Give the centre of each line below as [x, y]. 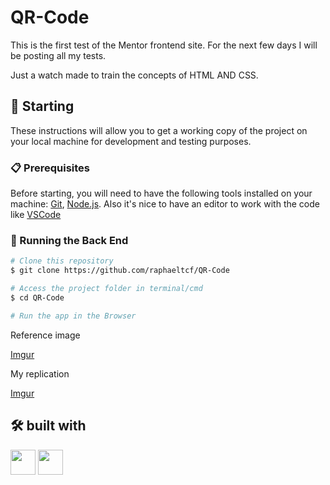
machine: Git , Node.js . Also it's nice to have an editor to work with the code [165, 204]
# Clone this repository [62, 261]
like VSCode [36, 215]
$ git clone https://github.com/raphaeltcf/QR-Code [120, 271]
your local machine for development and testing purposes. [131, 141]
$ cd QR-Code [37, 297]
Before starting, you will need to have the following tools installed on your [161, 193]
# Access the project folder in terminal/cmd [106, 289]
